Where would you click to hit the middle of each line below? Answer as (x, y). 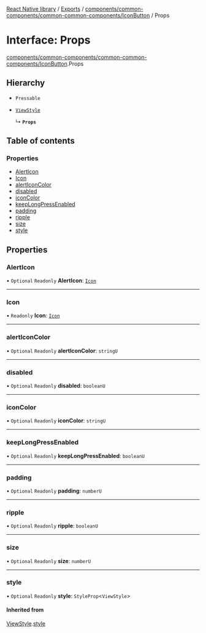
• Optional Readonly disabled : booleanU (56, 386)
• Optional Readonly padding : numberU (54, 491)
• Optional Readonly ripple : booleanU (52, 526)
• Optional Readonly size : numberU (49, 561)
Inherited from (25, 610)
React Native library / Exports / (45, 9)
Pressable (28, 98)
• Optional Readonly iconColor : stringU (56, 421)
